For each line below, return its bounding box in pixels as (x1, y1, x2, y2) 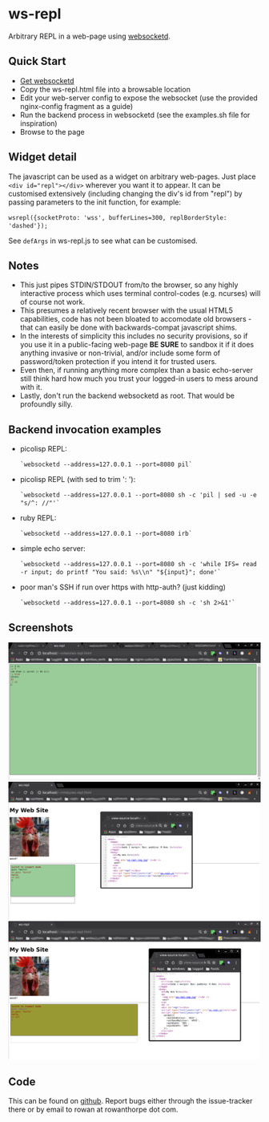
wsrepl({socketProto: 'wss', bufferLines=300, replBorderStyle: (8, 213, 227, 221)
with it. (19, 383, 42, 392)
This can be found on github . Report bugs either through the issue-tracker (8, 1096, 253, 1106)
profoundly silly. (19, 399, 74, 409)
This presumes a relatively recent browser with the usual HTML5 (19, 306, 234, 315)
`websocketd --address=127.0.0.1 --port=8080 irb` (19, 530, 193, 538)
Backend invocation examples (8, 423, 162, 436)
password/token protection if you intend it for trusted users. (19, 357, 218, 367)
